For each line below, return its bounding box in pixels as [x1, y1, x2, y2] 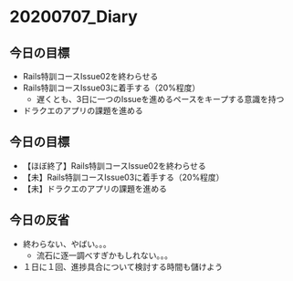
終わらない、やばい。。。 [22, 238, 111, 249]
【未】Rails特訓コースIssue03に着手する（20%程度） [22, 172, 225, 182]
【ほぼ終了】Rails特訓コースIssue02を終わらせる [22, 160, 207, 171]
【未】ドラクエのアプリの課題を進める [22, 182, 167, 193]
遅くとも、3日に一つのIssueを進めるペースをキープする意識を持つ [36, 94, 285, 104]
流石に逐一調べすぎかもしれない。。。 [36, 249, 173, 261]
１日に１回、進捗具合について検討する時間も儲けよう [22, 261, 224, 272]
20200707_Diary [9, 6, 139, 27]
